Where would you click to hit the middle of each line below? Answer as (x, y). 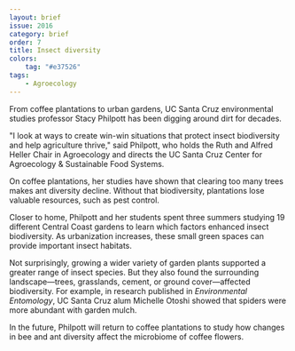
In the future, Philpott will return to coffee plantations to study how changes (147, 327)
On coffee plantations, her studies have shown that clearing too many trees (146, 181)
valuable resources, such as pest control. (84, 200)
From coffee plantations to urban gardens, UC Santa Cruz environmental (141, 108)
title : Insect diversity (55, 51)
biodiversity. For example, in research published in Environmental (128, 291)
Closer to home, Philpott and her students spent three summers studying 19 (147, 217)
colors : (23, 59)
